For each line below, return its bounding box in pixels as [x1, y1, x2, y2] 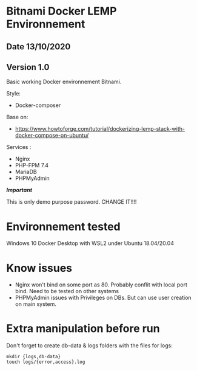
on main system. [15, 300, 56, 308]
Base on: [6, 114, 28, 121]
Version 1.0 [6, 62, 50, 72]
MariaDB [15, 168, 38, 176]
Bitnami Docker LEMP [6, 4, 117, 18]
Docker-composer [15, 102, 61, 109]
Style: [6, 90, 21, 97]
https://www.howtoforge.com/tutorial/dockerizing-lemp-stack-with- [15, 125, 185, 133]
